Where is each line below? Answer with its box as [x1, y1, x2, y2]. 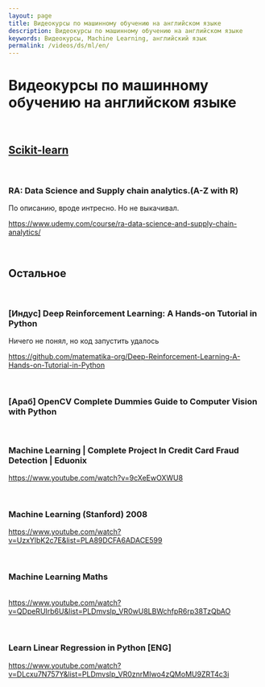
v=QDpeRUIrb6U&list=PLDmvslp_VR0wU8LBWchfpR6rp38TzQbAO [8, 606, 231, 616]
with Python [8, 406, 57, 417]
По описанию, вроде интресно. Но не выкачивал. [8, 203, 180, 213]
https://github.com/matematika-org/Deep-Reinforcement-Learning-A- [8, 352, 241, 362]
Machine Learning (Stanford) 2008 [8, 508, 147, 519]
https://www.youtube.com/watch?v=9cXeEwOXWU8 [8, 473, 184, 482]
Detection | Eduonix [8, 454, 87, 466]
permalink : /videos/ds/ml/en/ [8, 42, 110, 50]
